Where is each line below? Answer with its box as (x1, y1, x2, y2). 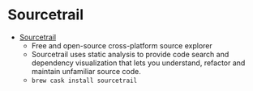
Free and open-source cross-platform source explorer (31, 40, 212, 50)
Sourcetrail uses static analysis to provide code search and (31, 49, 229, 59)
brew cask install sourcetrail (31, 77, 138, 85)
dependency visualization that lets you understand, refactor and (31, 58, 246, 68)
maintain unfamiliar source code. (31, 66, 141, 76)
